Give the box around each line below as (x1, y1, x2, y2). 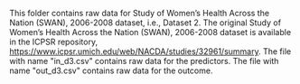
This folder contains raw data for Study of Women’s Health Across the (9, 8, 269, 18)
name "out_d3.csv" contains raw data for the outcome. (9, 65, 213, 76)
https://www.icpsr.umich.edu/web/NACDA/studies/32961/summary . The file (9, 46, 292, 57)
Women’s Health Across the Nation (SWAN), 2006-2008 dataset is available (9, 27, 292, 37)
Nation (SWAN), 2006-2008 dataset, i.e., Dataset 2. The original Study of (9, 17, 282, 28)
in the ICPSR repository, (9, 36, 98, 47)
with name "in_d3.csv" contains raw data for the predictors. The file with (9, 56, 279, 66)
